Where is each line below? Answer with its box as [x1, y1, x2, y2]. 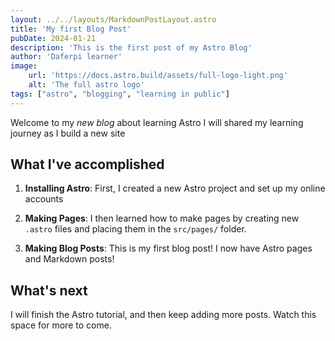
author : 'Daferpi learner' [10, 52, 123, 62]
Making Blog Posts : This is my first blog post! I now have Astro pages [24, 242, 313, 255]
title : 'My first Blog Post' [10, 24, 132, 34]
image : [10, 61, 38, 71]
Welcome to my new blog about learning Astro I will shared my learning [10, 116, 304, 128]
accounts [24, 193, 64, 205]
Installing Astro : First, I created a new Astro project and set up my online [24, 182, 326, 195]
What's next [10, 282, 88, 299]
